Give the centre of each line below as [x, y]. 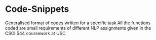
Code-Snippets [37, 9]
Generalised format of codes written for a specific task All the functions [78, 23]
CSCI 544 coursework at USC [35, 33]
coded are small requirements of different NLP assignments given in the [78, 28]
